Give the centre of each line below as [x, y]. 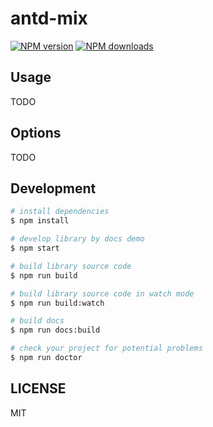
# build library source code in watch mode [102, 293]
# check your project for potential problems [106, 348]
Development [53, 188]
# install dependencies [60, 212]
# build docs [37, 321]
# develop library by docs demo [77, 239]
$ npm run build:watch [57, 303]
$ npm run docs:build [55, 330]
